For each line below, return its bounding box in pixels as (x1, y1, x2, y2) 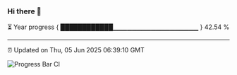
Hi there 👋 (7, 6, 42, 16)
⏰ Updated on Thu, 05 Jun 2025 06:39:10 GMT (7, 46, 145, 54)
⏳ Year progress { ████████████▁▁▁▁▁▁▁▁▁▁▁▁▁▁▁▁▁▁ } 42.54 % (7, 23, 230, 31)
